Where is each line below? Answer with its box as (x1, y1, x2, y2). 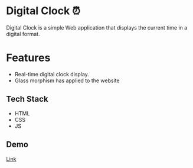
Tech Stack (6, 94, 48, 104)
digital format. (6, 30, 40, 37)
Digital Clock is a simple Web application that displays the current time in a (6, 24, 188, 31)
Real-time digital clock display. (14, 70, 90, 77)
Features (6, 51, 51, 64)
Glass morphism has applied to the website (14, 77, 120, 84)
